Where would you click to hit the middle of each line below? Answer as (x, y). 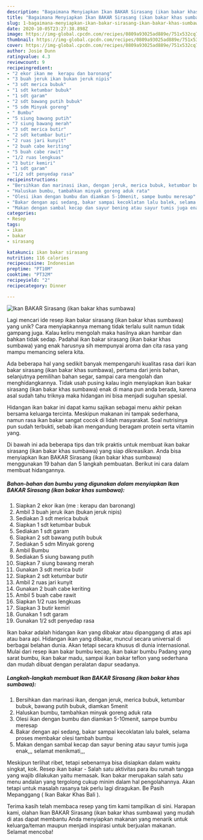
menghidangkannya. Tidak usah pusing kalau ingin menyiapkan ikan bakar (99, 382)
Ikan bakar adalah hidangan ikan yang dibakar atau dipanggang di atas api (99, 632)
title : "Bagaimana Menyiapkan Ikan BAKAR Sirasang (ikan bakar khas (95, 17)
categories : (22, 213)
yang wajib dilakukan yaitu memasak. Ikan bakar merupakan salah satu (95, 775)
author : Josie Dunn (31, 51)
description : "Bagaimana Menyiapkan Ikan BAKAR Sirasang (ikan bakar (96, 12)
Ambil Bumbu (32, 550)
